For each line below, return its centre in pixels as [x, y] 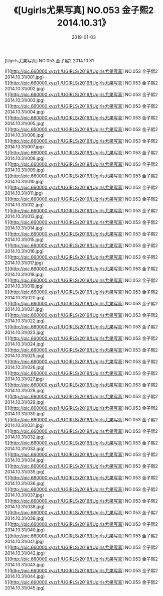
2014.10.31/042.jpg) [25, 553]
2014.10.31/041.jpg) [24, 541]
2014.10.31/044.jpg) [25, 576]
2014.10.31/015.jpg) [24, 240]
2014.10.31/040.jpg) [25, 530]
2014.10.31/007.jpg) [24, 147]
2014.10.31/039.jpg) [25, 518]
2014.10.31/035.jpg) [25, 471]
